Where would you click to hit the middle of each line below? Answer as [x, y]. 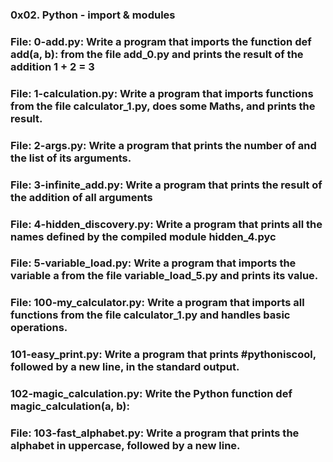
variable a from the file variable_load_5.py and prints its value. [164, 276]
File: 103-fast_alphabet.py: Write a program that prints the [155, 433]
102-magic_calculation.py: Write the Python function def [151, 394]
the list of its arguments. [71, 158]
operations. [39, 328]
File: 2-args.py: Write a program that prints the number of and [163, 145]
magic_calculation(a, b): [70, 406]
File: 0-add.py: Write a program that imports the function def [161, 41]
